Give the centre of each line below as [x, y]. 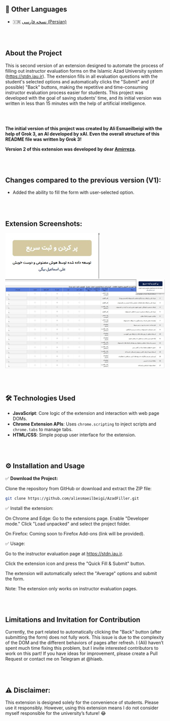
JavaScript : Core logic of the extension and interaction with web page [86, 413]
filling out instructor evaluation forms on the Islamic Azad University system [84, 71]
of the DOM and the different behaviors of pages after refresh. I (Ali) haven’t [84, 643]
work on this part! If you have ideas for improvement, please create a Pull [81, 653]
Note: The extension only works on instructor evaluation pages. [71, 588]
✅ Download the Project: [32, 478]
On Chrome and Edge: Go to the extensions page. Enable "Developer [77, 518]
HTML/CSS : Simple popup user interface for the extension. [74, 435]
